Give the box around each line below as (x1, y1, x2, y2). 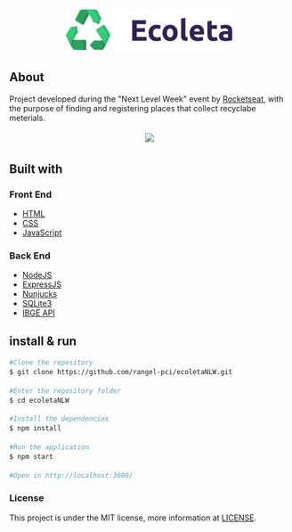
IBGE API (21, 307, 55, 318)
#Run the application (9, 443, 90, 452)
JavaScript (21, 227, 62, 238)
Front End (9, 188, 53, 201)
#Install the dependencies (9, 414, 109, 423)
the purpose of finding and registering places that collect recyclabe (9, 102, 256, 113)
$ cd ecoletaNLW (9, 396, 69, 405)
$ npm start (9, 452, 53, 461)
